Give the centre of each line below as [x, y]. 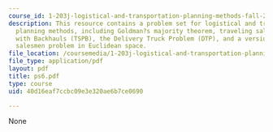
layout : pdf [28, 69]
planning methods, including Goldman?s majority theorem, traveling [134, 31]
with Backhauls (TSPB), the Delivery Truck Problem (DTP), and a [129, 38]
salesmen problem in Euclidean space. [82, 46]
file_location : [34, 53]
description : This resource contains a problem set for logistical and [132, 23]
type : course [30, 83]
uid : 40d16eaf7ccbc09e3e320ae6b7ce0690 [76, 91]
